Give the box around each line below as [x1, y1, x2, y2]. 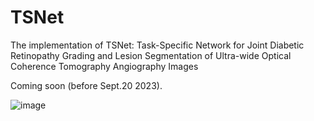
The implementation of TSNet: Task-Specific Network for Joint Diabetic [10, 39, 305, 51]
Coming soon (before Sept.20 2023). [10, 79, 163, 91]
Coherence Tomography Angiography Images [10, 60, 199, 72]
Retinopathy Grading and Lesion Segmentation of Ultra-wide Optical [10, 49, 292, 61]
